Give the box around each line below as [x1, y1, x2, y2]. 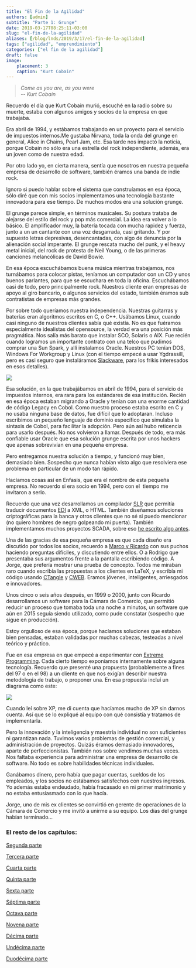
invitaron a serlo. [6, 489, 47, 496]
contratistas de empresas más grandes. [6, 296, 102, 303]
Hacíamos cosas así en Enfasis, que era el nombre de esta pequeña [6, 477, 170, 484]
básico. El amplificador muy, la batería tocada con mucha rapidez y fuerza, [6, 222, 187, 229]
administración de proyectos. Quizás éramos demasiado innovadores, [6, 741, 174, 748]
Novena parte [6, 921, 39, 928]
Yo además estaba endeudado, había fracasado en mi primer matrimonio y [6, 784, 186, 791]
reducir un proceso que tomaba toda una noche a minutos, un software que [6, 604, 188, 611]
